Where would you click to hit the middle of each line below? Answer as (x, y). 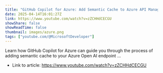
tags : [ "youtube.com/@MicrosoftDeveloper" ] (50, 37)
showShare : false (23, 23)
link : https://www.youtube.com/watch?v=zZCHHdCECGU (58, 18)
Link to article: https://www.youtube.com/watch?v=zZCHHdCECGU (79, 65)
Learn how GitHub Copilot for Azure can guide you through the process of (79, 50)
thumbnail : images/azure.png (34, 32)
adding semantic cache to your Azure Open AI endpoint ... (63, 55)
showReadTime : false (26, 28)
